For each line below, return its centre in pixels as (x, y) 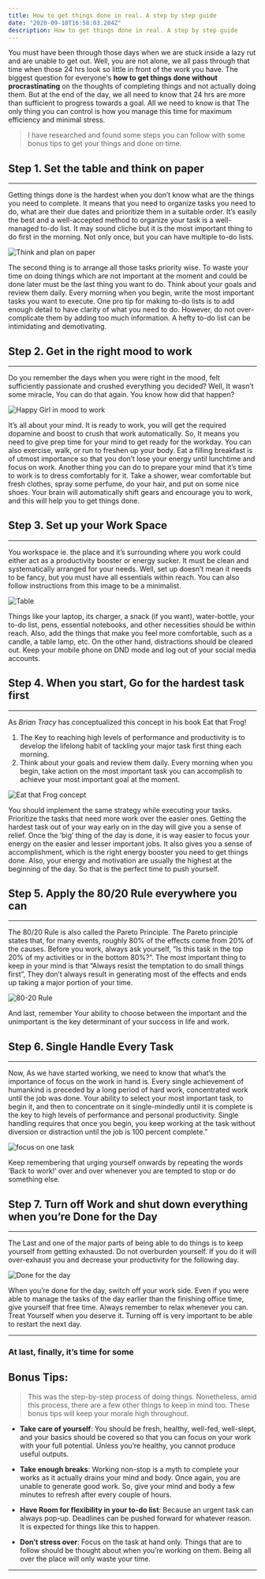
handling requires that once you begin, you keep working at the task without (132, 1124)
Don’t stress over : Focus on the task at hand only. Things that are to (131, 1542)
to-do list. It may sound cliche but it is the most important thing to (147, 229)
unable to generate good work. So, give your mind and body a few (127, 1486)
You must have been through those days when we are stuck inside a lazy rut (132, 53)
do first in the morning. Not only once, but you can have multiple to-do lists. (131, 237)
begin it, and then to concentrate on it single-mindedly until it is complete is (131, 1107)
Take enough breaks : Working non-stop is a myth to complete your (129, 1469)
